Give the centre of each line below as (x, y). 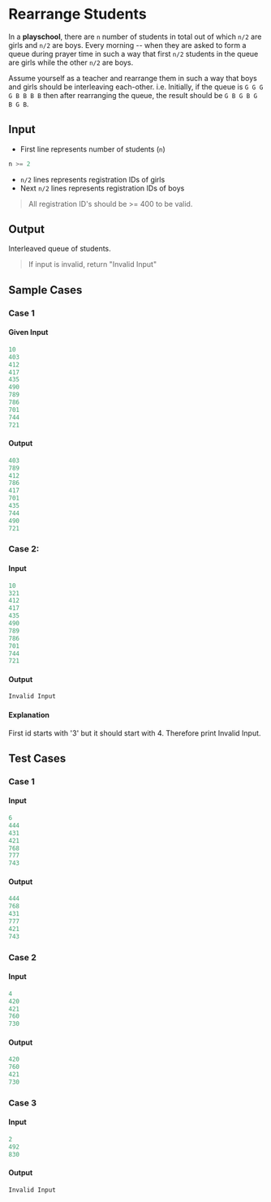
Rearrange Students (78, 14)
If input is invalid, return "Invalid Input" (92, 264)
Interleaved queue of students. (60, 249)
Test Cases (37, 758)
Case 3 (22, 1102)
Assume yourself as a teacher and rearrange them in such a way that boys (133, 78)
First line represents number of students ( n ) (93, 149)
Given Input (28, 333)
